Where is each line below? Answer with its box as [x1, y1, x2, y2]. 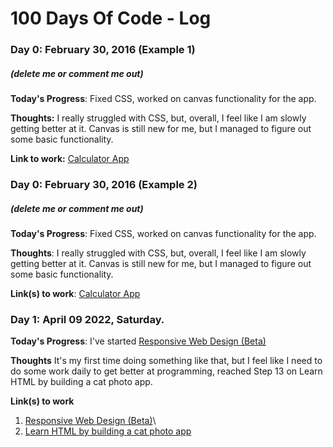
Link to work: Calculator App [10, 153, 130, 165]
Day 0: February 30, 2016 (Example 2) [10, 178, 198, 191]
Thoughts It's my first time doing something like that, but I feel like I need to [10, 355, 323, 367]
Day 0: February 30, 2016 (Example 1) [10, 43, 196, 57]
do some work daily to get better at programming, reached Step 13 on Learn [10, 365, 323, 377]
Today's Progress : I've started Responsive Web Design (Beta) [10, 335, 267, 347]
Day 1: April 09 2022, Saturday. [10, 312, 165, 326]
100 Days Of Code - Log [10, 7, 212, 30]
